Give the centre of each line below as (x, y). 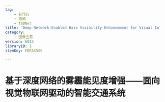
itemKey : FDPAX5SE (24, 51)
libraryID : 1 (18, 46)
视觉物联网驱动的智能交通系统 (66, 93)
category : (15, 32)
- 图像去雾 (24, 37)
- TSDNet (23, 23)
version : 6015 (20, 42)
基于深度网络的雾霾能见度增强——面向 (83, 81)
